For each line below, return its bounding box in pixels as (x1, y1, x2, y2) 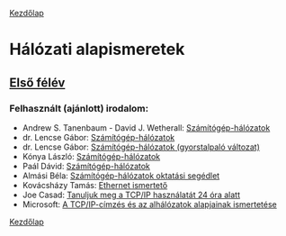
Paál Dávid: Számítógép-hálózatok (22, 160, 151, 171)
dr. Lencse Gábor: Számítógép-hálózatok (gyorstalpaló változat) (22, 141, 261, 152)
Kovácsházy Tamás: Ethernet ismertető (22, 179, 168, 190)
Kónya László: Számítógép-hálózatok (22, 150, 161, 161)
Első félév (9, 75, 66, 90)
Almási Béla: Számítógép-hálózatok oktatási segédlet (22, 170, 220, 181)
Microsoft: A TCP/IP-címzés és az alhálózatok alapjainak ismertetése (22, 198, 277, 210)
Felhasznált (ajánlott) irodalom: (9, 102, 149, 114)
